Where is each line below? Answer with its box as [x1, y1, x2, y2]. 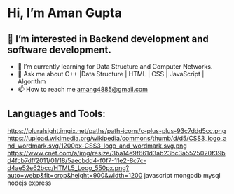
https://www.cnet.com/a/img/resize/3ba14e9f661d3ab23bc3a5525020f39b [7, 148, 226, 157]
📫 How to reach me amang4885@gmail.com [17, 85, 149, 93]
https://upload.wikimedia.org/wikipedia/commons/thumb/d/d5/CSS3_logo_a [7, 134, 227, 142]
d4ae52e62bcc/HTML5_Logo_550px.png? [7, 163, 130, 172]
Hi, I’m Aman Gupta [7, 5, 123, 21]
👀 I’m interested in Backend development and [7, 33, 209, 45]
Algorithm [17, 77, 46, 85]
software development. [7, 43, 112, 55]
